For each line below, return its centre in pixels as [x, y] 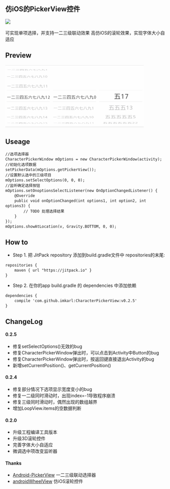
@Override [25, 196]
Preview [19, 56]
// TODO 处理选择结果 [44, 211]
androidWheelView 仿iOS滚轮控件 [48, 481]
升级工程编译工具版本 [35, 432]
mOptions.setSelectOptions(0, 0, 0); [45, 180]
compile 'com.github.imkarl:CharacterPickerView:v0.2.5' [76, 301]
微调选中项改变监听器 [35, 451]
